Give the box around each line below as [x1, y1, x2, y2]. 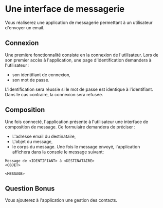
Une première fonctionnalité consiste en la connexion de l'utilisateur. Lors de [5, 52, 159, 58]
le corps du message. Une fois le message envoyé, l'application [12, 144, 140, 149]
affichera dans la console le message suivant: [12, 149, 104, 155]
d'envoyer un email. [5, 24, 45, 30]
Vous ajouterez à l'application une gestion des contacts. [5, 197, 118, 203]
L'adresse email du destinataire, [12, 133, 76, 139]
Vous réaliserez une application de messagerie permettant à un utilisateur [5, 20, 153, 25]
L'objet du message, [12, 138, 53, 145]
